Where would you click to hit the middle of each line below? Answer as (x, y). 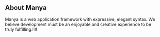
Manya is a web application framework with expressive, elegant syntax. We (80, 19)
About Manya (26, 8)
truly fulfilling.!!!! (21, 29)
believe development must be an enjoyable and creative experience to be (78, 24)
